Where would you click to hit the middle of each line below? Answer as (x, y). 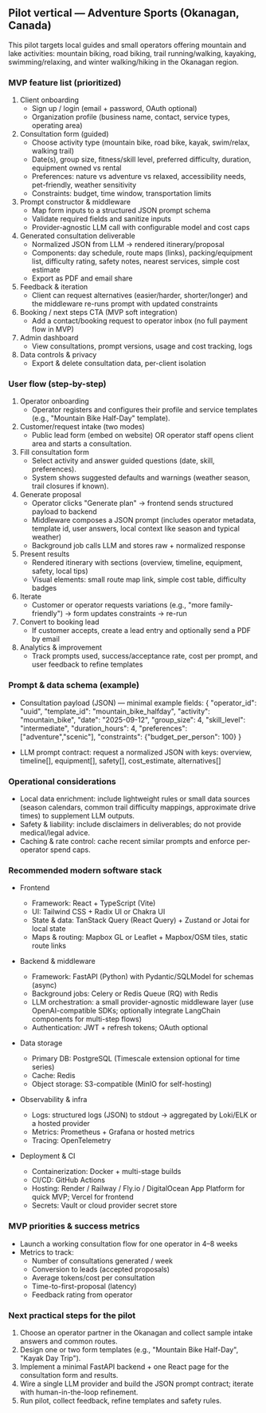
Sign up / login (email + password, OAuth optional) (114, 109)
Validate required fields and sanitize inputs (101, 219)
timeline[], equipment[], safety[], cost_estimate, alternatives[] (120, 760)
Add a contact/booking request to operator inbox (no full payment (140, 321)
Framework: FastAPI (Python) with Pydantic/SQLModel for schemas (143, 977)
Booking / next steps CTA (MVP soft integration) (98, 312)
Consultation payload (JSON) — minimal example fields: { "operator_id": (138, 703)
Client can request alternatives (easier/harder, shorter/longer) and (140, 296)
